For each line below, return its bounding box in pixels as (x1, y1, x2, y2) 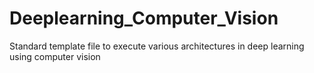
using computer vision (9, 50, 101, 62)
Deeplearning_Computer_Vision (9, 7, 279, 30)
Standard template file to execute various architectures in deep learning (9, 40, 305, 52)
